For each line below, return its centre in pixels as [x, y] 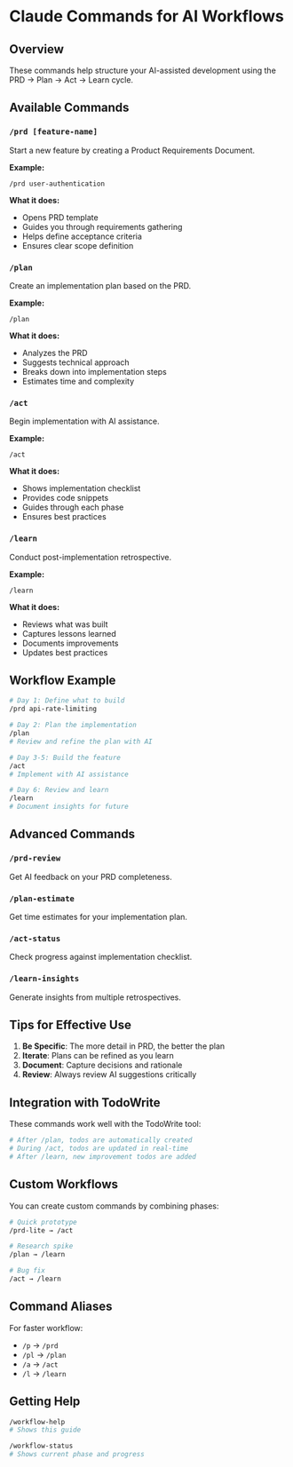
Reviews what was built [65, 624]
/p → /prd [40, 1345]
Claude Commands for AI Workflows [146, 16]
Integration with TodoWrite [85, 1102]
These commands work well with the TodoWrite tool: [105, 1124]
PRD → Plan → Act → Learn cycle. [71, 80]
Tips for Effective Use [70, 1024]
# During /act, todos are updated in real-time [99, 1149]
